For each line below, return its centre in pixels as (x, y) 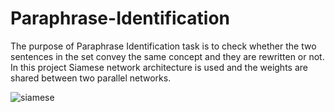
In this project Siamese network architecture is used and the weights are (159, 67)
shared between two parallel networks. (91, 78)
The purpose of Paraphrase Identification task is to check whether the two (163, 46)
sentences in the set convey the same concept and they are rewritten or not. (167, 56)
